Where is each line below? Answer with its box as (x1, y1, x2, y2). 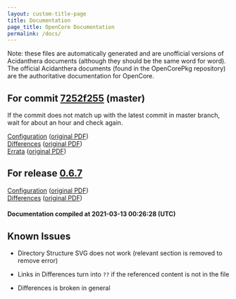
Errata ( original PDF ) (7, 147, 67, 156)
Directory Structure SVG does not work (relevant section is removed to (17, 249, 223, 257)
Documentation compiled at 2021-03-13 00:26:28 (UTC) (7, 209, 176, 219)
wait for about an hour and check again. (7, 118, 123, 127)
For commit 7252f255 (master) (7, 92, 146, 104)
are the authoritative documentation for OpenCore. (7, 72, 155, 80)
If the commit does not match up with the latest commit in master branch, (7, 111, 221, 120)
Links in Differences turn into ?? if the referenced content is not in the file (17, 270, 230, 279)
